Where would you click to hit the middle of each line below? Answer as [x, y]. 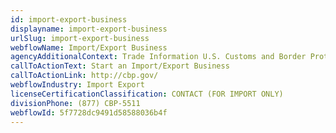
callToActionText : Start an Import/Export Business [120, 66]
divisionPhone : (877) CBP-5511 [75, 103]
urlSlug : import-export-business [80, 38]
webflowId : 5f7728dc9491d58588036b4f [89, 112]
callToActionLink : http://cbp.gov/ [84, 76]
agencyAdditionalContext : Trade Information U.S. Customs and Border [158, 57]
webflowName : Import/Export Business [89, 47]
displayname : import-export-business [89, 29]
